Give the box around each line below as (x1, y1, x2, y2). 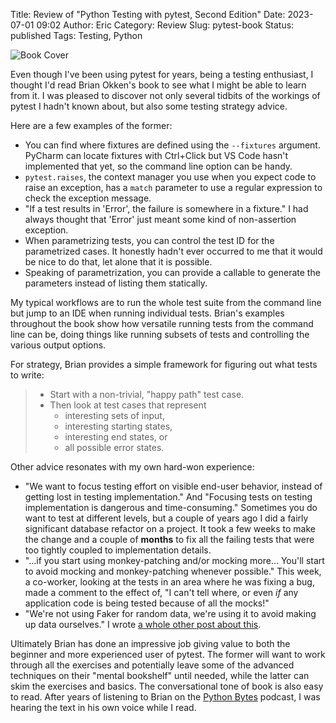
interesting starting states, (64, 420, 173, 432)
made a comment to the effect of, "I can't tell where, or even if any (24, 587, 299, 598)
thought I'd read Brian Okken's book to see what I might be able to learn (10, 79, 307, 91)
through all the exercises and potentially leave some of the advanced (10, 659, 295, 671)
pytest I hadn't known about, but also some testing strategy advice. (10, 100, 288, 112)
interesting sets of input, (64, 410, 165, 421)
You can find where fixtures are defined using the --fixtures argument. (24, 139, 321, 151)
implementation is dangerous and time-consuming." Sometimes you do (24, 502, 318, 513)
